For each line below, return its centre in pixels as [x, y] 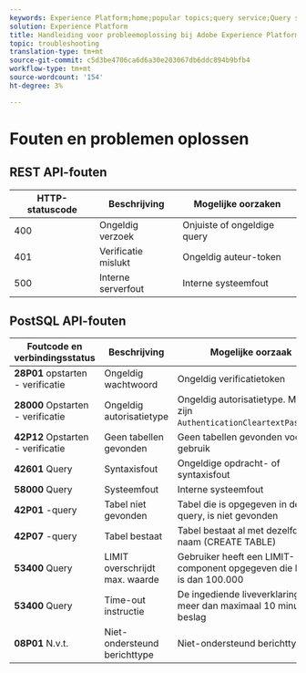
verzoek [117, 236]
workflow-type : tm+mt [51, 69]
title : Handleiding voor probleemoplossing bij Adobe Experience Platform [154, 35]
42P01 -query [46, 510]
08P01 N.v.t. [41, 644]
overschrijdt [130, 568]
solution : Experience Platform [69, 26]
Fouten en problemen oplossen [129, 139]
